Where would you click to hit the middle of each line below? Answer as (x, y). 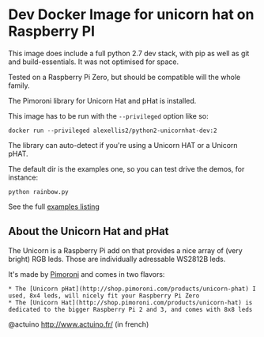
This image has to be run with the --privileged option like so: (108, 115)
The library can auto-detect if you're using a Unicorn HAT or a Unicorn (123, 145)
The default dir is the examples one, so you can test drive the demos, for (126, 168)
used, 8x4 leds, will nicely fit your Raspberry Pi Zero (104, 295)
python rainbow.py (38, 191)
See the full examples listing (54, 206)
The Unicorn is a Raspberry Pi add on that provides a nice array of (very (125, 250)
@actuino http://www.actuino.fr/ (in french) (79, 324)
